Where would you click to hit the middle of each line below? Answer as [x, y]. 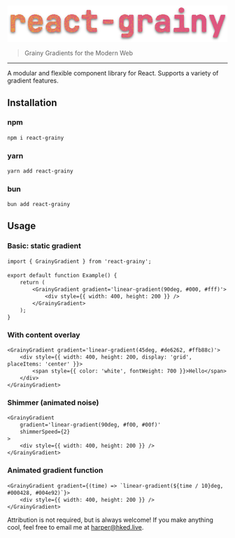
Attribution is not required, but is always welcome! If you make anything [110, 520]
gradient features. [33, 81]
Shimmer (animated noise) [53, 402]
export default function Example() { [62, 275]
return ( [33, 282]
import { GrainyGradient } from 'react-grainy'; [79, 261]
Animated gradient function [55, 470]
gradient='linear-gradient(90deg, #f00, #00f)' [90, 425]
